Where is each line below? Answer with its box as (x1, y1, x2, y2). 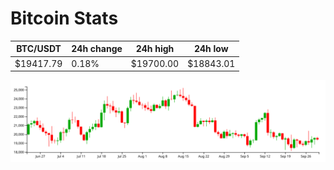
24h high (135, 43, 175, 55)
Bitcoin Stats (10, 7, 119, 30)
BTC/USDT (16, 43, 62, 55)
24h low (193, 43, 229, 55)
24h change (71, 43, 123, 55)
